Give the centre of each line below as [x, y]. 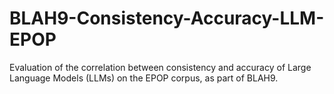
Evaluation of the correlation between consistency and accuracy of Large [160, 67]
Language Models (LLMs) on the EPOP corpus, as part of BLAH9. [144, 78]
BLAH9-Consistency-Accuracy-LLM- [167, 18]
